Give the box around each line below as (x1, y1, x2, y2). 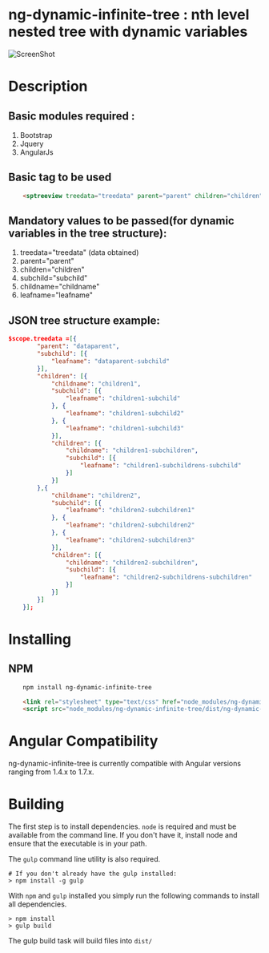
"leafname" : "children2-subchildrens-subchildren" (79, 573, 252, 582)
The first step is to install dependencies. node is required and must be (8, 822, 237, 831)
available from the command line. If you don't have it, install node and (8, 830, 238, 840)
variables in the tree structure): (8, 227, 167, 240)
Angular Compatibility (8, 732, 159, 750)
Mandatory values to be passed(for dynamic (8, 214, 235, 228)
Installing (8, 630, 72, 648)
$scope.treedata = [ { (8, 335, 78, 343)
